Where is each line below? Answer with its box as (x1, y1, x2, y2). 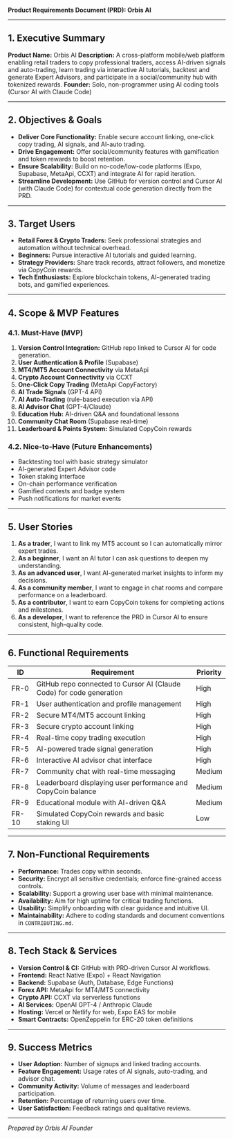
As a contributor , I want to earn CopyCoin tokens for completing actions (17, 599, 225, 607)
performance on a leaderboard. (17, 591, 108, 599)
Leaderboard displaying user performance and (36, 778, 188, 788)
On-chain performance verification (17, 479, 118, 488)
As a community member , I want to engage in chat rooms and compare (17, 583, 223, 592)
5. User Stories (8, 521, 73, 533)
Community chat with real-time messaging (36, 767, 176, 777)
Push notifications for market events (17, 495, 122, 503)
